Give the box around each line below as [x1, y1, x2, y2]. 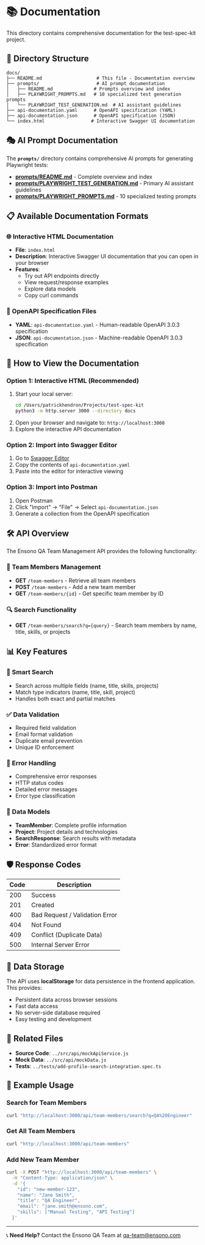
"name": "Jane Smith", [17, 1192, 75, 1198]
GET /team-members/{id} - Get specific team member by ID [15, 590, 164, 597]
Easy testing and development [15, 1016, 92, 1023]
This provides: [6, 984, 43, 992]
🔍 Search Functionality [6, 605, 77, 614]
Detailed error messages [15, 786, 77, 793]
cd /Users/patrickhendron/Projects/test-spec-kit [15, 402, 145, 409]
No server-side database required [15, 1009, 101, 1016]
